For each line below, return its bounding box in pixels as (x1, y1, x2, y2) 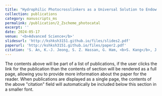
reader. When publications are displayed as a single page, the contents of (5, 76, 152, 82)
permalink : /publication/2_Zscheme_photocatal (5, 20, 101, 26)
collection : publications (5, 12, 57, 16)
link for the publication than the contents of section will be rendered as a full (5, 66, 157, 71)
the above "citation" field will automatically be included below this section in (5, 81, 157, 87)
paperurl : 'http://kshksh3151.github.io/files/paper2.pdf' (5, 43, 127, 48)
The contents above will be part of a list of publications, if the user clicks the (5, 61, 157, 67)
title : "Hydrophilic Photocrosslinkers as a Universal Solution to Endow (5, 7, 157, 12)
